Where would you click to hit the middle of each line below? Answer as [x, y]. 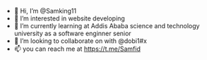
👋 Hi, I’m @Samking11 [45, 11]
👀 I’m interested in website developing [69, 18]
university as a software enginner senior [73, 33]
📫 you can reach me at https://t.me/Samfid [77, 49]
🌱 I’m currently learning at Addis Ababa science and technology [107, 26]
